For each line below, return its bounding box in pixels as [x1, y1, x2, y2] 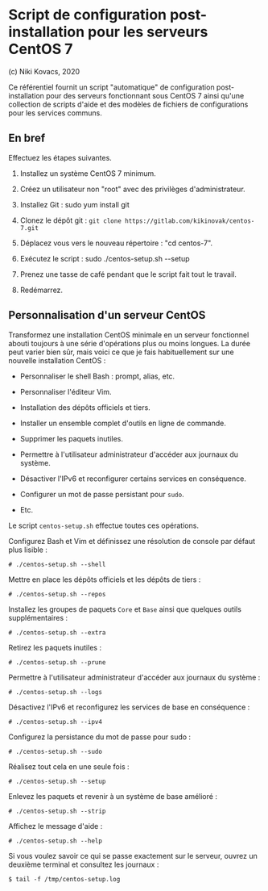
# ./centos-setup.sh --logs [8, 688, 103, 696]
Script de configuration [8, 6, 167, 24]
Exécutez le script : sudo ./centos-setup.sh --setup [19, 253, 191, 263]
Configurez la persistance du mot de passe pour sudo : [8, 732, 192, 742]
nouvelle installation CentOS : [8, 355, 106, 365]
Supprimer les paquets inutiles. [19, 433, 123, 443]
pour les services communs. [8, 107, 103, 118]
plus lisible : [8, 545, 48, 554]
